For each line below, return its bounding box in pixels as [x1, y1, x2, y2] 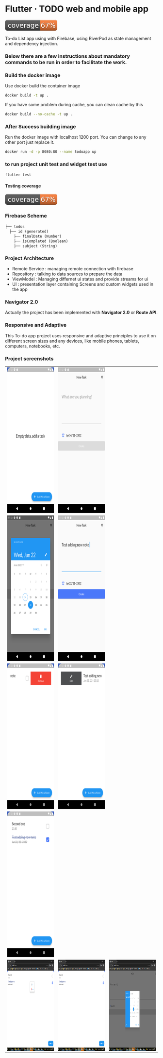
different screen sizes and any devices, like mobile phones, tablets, [5, 338, 139, 344]
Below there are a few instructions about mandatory [5, 52, 130, 59]
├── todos [5, 224, 25, 229]
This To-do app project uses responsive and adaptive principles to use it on [5, 332, 156, 338]
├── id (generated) [9, 229, 49, 234]
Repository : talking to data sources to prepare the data [12, 271, 123, 277]
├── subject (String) [14, 244, 57, 248]
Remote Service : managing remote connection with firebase [12, 266, 133, 272]
